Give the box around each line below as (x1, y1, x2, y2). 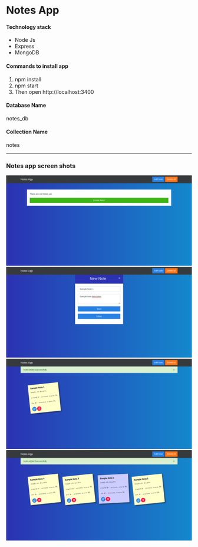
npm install (14, 76, 42, 83)
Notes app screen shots (6, 162, 76, 170)
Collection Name (6, 128, 48, 136)
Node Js (14, 37, 35, 44)
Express (14, 42, 35, 50)
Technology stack (6, 23, 51, 30)
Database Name (6, 101, 47, 109)
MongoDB (14, 49, 39, 56)
